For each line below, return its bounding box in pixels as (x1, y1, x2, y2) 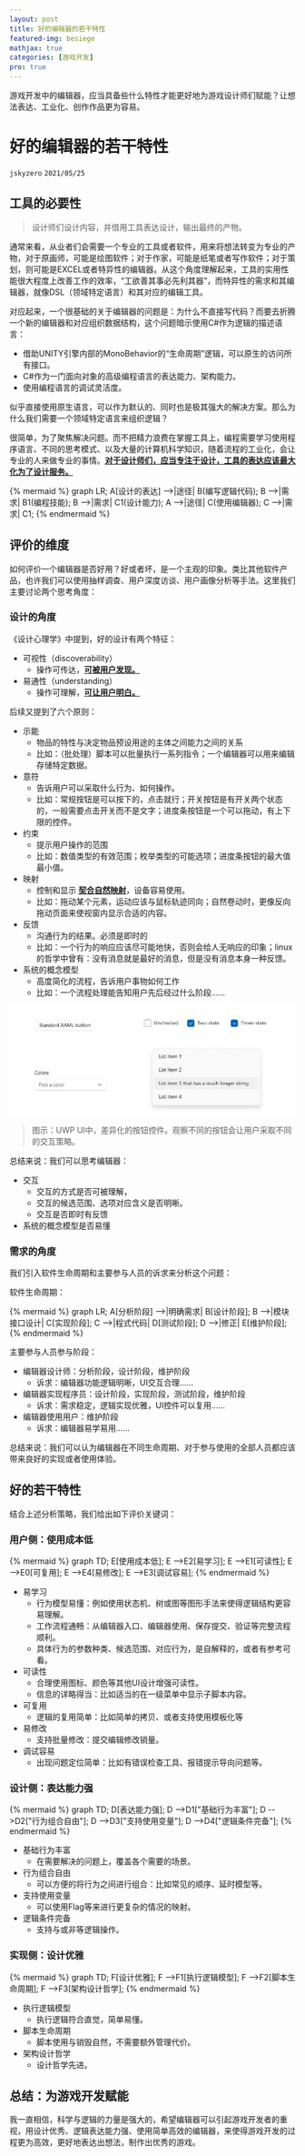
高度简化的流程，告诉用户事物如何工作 (35, 975, 180, 986)
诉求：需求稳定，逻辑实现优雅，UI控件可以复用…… (35, 1399, 225, 1410)
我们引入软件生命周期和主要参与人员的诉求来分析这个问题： (9, 1267, 232, 1278)
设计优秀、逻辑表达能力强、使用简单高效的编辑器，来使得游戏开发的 (33, 2125, 288, 2137)
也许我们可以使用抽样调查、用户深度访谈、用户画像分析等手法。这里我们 (25, 574, 296, 586)
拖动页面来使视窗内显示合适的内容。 (35, 907, 172, 918)
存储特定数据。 (35, 760, 93, 771)
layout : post (9, 15, 59, 24)
